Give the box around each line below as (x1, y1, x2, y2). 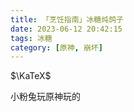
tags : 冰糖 (10, 33, 53, 43)
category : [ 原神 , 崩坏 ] (10, 42, 103, 53)
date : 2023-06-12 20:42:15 (10, 24, 123, 34)
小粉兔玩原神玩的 (10, 91, 81, 103)
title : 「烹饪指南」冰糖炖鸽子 (10, 14, 124, 25)
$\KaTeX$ (10, 70, 52, 82)
